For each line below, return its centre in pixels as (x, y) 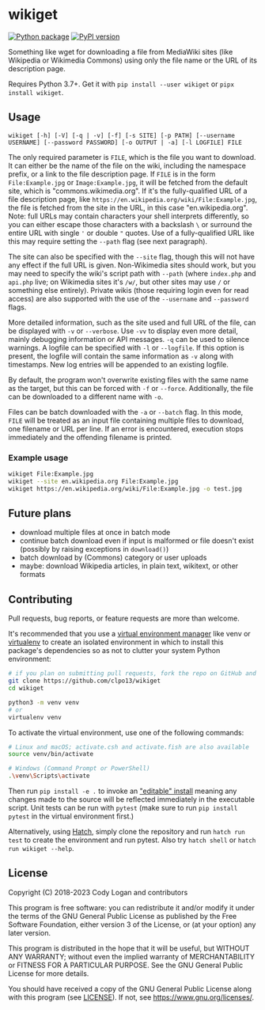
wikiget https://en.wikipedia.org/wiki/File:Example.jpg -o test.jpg (125, 488)
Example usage (38, 458)
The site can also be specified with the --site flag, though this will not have (132, 256)
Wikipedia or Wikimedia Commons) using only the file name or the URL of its (132, 60)
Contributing (40, 599)
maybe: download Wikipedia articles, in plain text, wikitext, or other (129, 566)
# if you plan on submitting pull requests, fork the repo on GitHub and (132, 674)
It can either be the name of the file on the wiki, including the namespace (127, 165)
